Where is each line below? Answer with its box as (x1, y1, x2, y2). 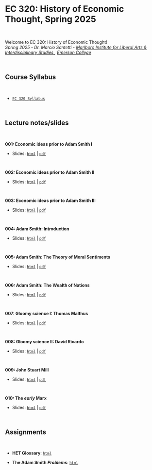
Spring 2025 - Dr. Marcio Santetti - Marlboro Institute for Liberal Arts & (5, 44, 147, 50)
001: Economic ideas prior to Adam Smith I (5, 141, 92, 147)
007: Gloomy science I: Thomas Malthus (5, 310, 88, 316)
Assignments (5, 428, 47, 436)
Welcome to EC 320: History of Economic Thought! (5, 39, 108, 45)
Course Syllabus (5, 73, 56, 81)
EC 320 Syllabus (12, 96, 45, 101)
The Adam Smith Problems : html (12, 460, 79, 466)
